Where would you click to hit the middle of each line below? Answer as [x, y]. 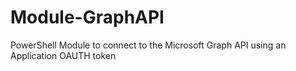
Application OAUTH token [63, 55]
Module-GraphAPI [87, 17]
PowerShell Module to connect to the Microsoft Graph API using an [148, 45]
